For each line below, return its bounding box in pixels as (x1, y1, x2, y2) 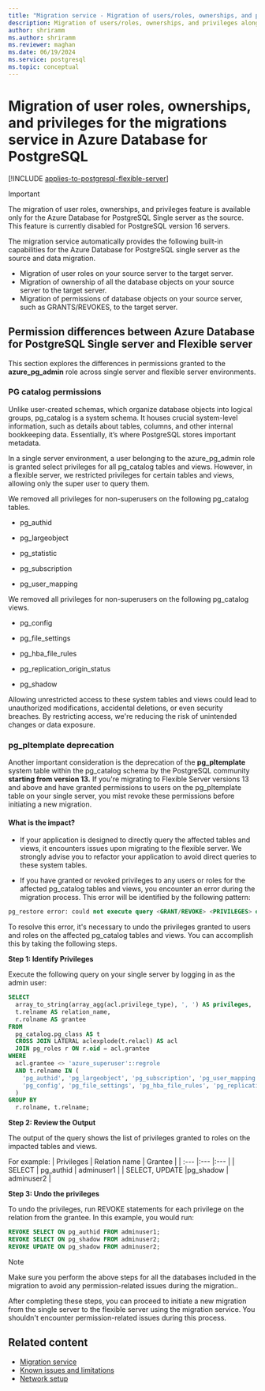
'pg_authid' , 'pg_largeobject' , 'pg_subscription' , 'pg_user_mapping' (22, 1074, 259, 1082)
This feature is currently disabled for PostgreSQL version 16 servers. (8, 221, 230, 230)
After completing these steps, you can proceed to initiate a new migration (8, 1296, 247, 1306)
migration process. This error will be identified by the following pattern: (19, 893, 251, 902)
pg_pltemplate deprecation (8, 739, 114, 750)
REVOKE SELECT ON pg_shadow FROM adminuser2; (8, 1235, 160, 1244)
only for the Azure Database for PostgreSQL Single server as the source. (8, 213, 244, 222)
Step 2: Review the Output (8, 1118, 96, 1128)
